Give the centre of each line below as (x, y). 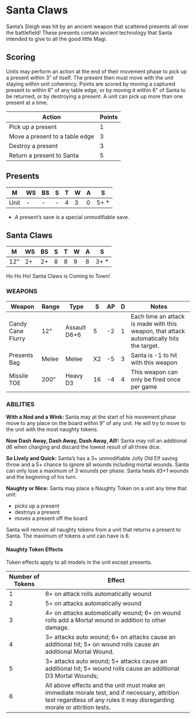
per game (144, 386)
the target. (145, 345)
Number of (24, 577)
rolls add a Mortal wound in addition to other (106, 620)
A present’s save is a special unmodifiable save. (72, 217)
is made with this (154, 324)
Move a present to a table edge (52, 136)
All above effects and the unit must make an (105, 686)
